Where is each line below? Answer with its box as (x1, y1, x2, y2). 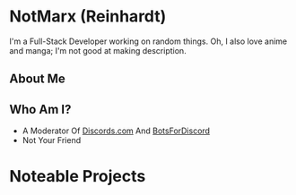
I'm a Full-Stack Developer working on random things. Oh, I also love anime (9, 36, 288, 47)
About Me (9, 72, 65, 87)
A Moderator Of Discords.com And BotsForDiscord (22, 125, 211, 136)
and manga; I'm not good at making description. (9, 45, 187, 55)
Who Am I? (9, 101, 72, 117)
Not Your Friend (22, 135, 82, 146)
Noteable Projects (9, 166, 146, 187)
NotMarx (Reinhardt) (9, 6, 167, 27)
